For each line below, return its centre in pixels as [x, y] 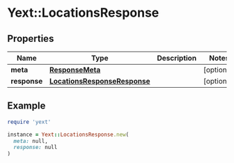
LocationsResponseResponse [100, 81]
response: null [36, 148]
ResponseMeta [75, 70]
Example [26, 106]
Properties [31, 39]
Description [177, 58]
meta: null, [31, 141]
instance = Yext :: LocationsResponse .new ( [68, 134]
